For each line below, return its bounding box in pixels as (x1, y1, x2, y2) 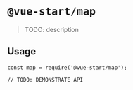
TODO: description (24, 25, 80, 33)
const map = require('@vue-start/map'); (7, 64, 128, 71)
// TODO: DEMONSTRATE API (7, 76, 83, 83)
